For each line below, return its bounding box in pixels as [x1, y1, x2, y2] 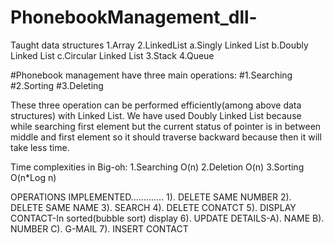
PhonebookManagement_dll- [10, 6, 258, 29]
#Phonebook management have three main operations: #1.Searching [10, 69, 293, 81]
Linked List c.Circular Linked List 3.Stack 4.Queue [10, 49, 215, 61]
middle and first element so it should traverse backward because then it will [10, 131, 322, 143]
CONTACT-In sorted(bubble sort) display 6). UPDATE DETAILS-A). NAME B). [10, 212, 325, 224]
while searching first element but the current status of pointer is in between [10, 120, 322, 132]
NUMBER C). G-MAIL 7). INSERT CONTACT [10, 222, 189, 235]
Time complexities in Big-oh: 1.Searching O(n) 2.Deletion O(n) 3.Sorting [10, 161, 305, 173]
